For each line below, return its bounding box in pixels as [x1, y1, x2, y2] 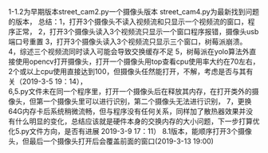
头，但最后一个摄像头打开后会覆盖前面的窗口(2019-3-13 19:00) [8, 136, 214, 146]
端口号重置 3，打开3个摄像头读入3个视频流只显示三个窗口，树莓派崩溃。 [8, 37, 247, 46]
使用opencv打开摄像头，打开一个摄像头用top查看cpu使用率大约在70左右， [14, 57, 260, 66]
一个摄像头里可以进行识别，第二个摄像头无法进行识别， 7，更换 [42, 96, 252, 106]
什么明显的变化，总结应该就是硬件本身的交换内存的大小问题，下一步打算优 [14, 116, 260, 126]
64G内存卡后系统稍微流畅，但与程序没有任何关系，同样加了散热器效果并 [8, 107, 246, 116]
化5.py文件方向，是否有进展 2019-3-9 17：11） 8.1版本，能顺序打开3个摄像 [8, 127, 253, 135]
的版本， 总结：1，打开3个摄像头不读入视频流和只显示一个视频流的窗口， [8, 17, 249, 26]
